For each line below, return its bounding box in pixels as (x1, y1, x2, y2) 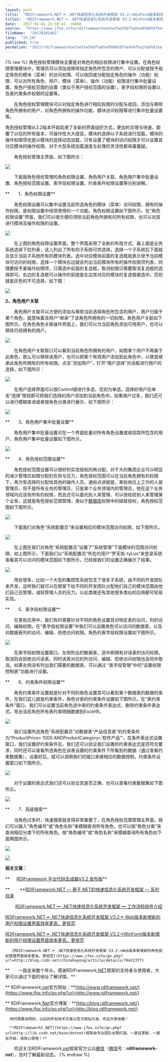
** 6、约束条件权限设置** (5, 679, 65, 685)
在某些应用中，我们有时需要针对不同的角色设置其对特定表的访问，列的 (13, 617, 158, 623)
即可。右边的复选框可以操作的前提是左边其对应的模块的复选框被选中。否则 (9, 271, 163, 277)
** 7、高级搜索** (5, 806, 47, 812)
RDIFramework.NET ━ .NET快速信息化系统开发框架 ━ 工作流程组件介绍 (14, 903, 162, 909)
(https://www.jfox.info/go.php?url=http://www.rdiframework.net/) (5, 990, 139, 996)
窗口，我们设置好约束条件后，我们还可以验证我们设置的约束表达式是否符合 (5, 741, 158, 747)
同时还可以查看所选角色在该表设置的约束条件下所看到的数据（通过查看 (13, 747, 158, 753)
